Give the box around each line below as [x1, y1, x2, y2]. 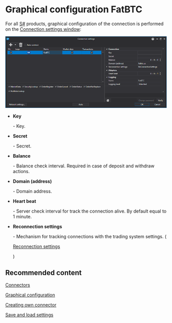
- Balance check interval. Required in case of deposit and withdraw [12, 163, 155, 169]
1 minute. [12, 214, 32, 220]
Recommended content [5, 268, 82, 277]
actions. [12, 168, 30, 175]
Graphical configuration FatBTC [5, 4, 142, 15]
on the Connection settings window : [5, 26, 82, 32]
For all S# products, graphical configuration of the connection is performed [5, 21, 164, 27]
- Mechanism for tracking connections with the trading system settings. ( [12, 234, 167, 240]
